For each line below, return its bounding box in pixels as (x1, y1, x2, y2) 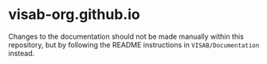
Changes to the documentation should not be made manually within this (8, 32, 245, 41)
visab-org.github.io (8, 6, 141, 24)
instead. (8, 48, 35, 58)
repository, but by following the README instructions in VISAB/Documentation (8, 40, 260, 49)
